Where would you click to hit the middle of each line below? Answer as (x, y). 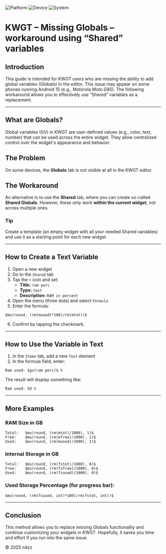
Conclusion (23, 516)
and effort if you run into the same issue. (46, 538)
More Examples (30, 408)
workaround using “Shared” (64, 38)
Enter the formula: (31, 306)
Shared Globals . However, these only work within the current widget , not (80, 202)
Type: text (31, 290)
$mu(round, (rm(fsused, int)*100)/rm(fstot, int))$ (59, 496)
